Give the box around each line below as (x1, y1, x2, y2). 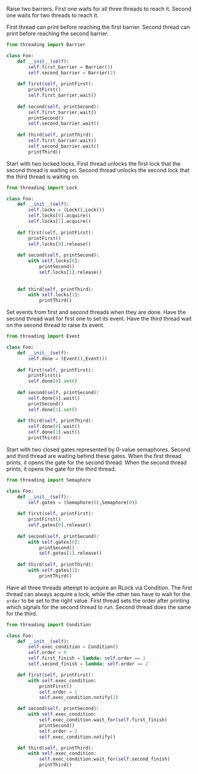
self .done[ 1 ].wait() (28, 429, 80, 435)
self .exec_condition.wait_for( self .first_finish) (38, 717, 168, 723)
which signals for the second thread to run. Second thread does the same (6, 603, 191, 611)
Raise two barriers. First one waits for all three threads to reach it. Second (6, 5, 192, 12)
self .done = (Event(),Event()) (28, 356, 108, 362)
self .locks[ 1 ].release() (38, 269, 102, 275)
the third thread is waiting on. (6, 173, 80, 180)
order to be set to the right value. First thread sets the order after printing (6, 597, 190, 604)
